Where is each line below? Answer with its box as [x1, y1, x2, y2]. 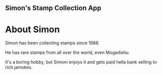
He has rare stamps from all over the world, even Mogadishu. [5, 49, 130, 56]
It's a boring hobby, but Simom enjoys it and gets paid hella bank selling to [5, 59, 157, 65]
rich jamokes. [5, 64, 33, 71]
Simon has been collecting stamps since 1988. [5, 40, 100, 46]
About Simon [5, 24, 60, 35]
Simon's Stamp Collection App [5, 4, 102, 12]
